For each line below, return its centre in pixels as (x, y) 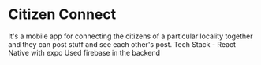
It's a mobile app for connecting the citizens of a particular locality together (130, 36)
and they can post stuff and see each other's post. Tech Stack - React (122, 44)
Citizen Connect (62, 14)
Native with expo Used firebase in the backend (84, 52)
